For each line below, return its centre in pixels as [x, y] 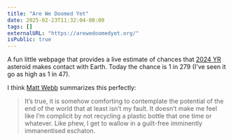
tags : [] [20, 26]
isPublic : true [29, 40]
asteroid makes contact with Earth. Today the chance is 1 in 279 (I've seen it [116, 67]
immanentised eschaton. [60, 131]
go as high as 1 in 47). [39, 75]
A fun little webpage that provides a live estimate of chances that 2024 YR [114, 59]
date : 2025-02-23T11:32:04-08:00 [56, 20]
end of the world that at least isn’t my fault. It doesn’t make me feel [121, 109]
